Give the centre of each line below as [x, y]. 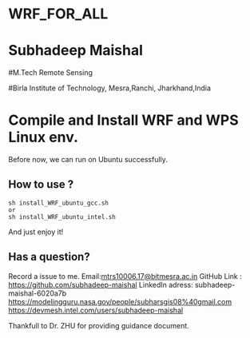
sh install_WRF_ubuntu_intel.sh [62, 217]
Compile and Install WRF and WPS [123, 120]
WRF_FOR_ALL [58, 14]
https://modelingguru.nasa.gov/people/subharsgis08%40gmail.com [120, 301]
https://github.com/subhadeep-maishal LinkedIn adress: [101, 284]
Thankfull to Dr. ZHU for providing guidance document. [99, 325]
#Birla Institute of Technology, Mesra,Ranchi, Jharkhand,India [110, 88]
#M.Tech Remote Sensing [51, 73]
